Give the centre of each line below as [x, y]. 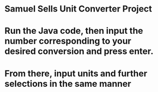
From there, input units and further [76, 73]
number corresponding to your [68, 41]
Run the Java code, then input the [74, 31]
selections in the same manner [68, 84]
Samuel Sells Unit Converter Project [78, 9]
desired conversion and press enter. [79, 51]
